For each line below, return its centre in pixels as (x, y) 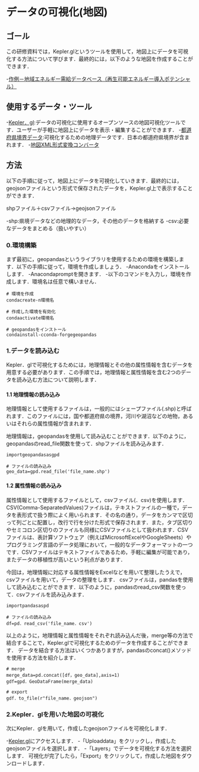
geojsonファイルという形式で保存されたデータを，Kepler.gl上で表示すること (99, 188)
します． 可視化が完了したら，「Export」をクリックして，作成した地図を (94, 755)
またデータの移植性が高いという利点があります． (66, 559)
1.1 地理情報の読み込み (33, 394)
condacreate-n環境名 (30, 300)
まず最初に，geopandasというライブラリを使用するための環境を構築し (93, 259)
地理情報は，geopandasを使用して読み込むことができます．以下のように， (98, 436)
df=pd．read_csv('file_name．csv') (49, 623)
